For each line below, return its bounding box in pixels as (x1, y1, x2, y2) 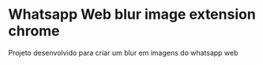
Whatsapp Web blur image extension (8, 5, 257, 23)
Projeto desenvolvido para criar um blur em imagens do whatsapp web (8, 48, 239, 57)
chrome (8, 22, 61, 40)
